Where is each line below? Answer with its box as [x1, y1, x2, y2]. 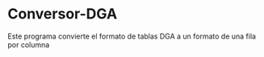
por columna [7, 39, 50, 49]
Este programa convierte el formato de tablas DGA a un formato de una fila [7, 31, 256, 41]
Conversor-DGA [7, 5, 118, 23]
